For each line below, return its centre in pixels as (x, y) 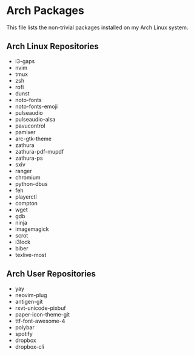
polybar (25, 327)
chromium (28, 177)
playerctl (26, 197)
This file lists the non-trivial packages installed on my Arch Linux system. (97, 27)
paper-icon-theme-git (42, 314)
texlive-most (31, 255)
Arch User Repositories (51, 274)
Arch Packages (45, 11)
